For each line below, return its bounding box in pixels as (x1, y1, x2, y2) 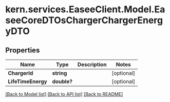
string (52, 70, 67, 76)
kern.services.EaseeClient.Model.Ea (5, 4, 165, 15)
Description (77, 61, 107, 68)
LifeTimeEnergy (8, 78, 47, 85)
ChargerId (8, 70, 33, 76)
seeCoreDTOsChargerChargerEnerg (5, 14, 163, 26)
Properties (5, 46, 40, 54)
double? (52, 78, 73, 85)
